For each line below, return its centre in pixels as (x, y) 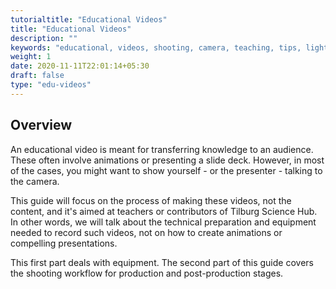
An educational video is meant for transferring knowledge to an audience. (162, 149)
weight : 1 (31, 57)
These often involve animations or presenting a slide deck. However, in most (167, 160)
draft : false (37, 76)
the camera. (35, 181)
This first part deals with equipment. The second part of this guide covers (162, 262)
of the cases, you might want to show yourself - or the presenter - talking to (166, 170)
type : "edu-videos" (51, 85)
